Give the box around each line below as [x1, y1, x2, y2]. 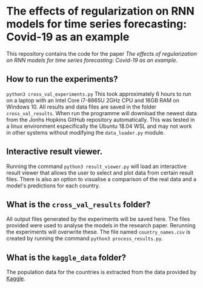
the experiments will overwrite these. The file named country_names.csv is [6, 229, 191, 236]
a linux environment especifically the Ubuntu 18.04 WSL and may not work [6, 122, 192, 130]
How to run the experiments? [6, 74, 118, 84]
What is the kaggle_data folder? [6, 252, 127, 263]
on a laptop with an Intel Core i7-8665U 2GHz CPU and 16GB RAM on [6, 96, 180, 104]
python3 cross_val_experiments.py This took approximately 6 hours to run [6, 90, 191, 98]
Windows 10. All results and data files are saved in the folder [6, 103, 157, 110]
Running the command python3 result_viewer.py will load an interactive [6, 162, 187, 170]
